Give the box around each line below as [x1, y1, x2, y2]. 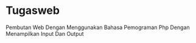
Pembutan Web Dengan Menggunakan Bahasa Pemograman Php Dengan [5, 24, 190, 31]
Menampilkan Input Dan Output [5, 30, 84, 37]
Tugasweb [5, 4, 60, 18]
